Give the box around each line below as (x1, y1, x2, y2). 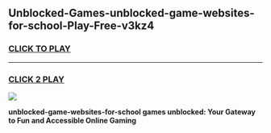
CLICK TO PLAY (8, 44, 71, 55)
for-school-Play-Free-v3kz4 (8, 19, 155, 33)
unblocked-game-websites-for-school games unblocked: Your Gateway (8, 106, 256, 116)
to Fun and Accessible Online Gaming (8, 115, 137, 125)
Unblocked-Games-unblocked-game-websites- (8, 6, 255, 20)
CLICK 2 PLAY (8, 73, 65, 85)
